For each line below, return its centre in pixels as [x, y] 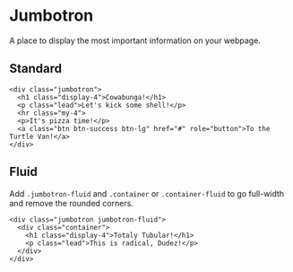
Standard [36, 69]
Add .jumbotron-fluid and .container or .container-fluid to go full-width [147, 193]
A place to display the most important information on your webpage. [135, 40]
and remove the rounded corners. [72, 203]
